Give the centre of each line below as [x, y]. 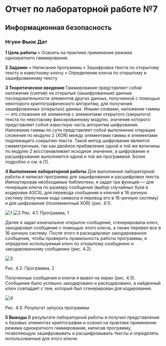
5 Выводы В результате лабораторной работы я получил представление [83, 317]
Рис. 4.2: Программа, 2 [30, 268]
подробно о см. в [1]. [27, 162]
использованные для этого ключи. [42, 338]
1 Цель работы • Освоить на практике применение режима [69, 52]
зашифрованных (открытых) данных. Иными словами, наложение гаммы [83, 109]
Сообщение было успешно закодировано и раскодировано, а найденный [83, 283]
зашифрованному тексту [31, 78]
